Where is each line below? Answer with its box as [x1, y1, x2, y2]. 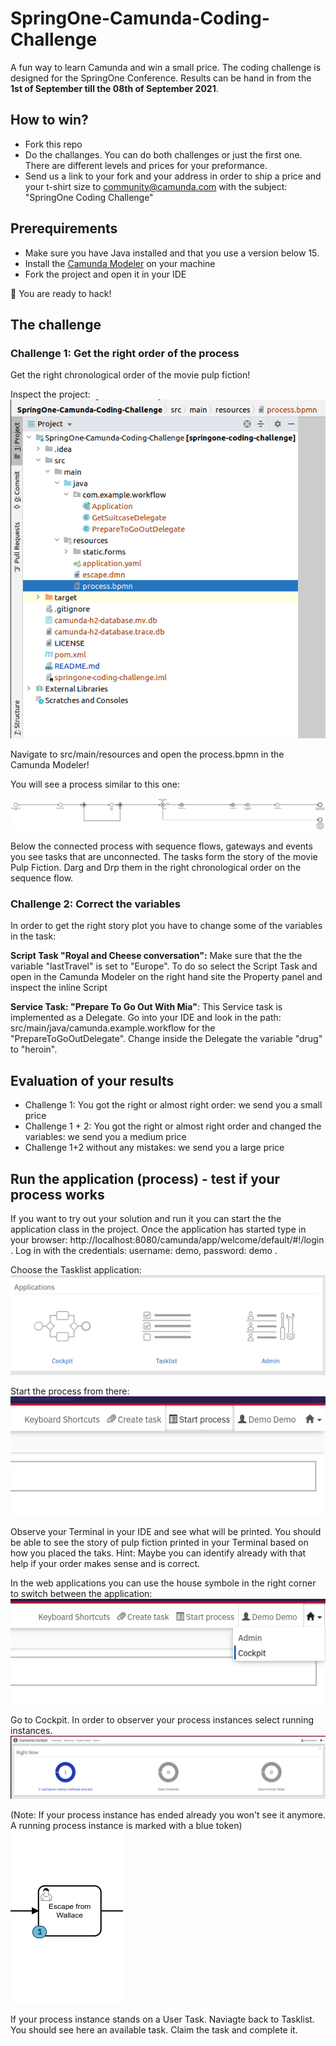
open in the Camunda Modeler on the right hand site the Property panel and [10, 971, 323, 983]
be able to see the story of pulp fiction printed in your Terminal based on [10, 1537, 309, 1549]
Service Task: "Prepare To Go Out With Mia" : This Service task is [10, 1001, 283, 1013]
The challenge [10, 316, 102, 333]
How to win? [10, 112, 89, 129]
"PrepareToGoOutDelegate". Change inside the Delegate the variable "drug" [10, 1033, 323, 1045]
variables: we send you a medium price [24, 1131, 187, 1143]
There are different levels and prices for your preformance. [24, 159, 268, 171]
